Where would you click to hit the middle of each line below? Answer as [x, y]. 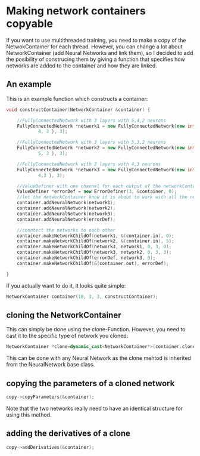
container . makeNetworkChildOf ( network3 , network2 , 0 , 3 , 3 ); [94, 252]
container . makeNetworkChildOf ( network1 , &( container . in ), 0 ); [96, 236]
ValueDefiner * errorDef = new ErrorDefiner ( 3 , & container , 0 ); [97, 192]
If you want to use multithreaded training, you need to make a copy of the [96, 40]
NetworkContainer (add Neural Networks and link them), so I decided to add [100, 53]
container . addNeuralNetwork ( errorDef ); [66, 219]
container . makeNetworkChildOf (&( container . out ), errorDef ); [93, 263]
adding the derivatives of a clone [68, 434]
